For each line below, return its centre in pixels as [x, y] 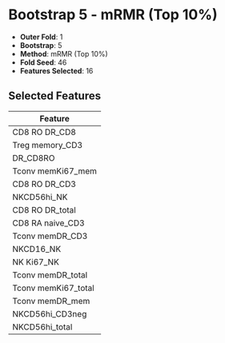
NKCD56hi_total [42, 327]
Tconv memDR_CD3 [50, 236]
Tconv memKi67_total [53, 288]
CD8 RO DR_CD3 [44, 184]
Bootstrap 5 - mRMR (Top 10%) [113, 15]
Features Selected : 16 [56, 70]
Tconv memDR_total [50, 275]
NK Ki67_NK [36, 261]
